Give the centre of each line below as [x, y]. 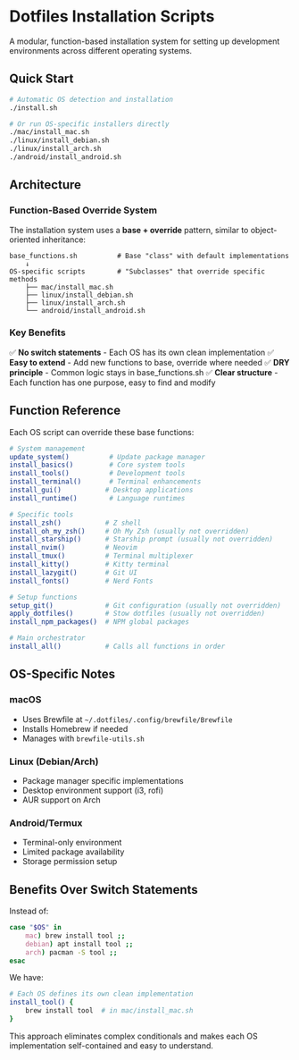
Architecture [46, 185]
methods [24, 279]
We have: [26, 978]
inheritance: [64, 240]
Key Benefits [37, 332]
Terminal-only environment [72, 843]
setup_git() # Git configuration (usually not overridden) [145, 605]
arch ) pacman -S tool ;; [71, 952]
